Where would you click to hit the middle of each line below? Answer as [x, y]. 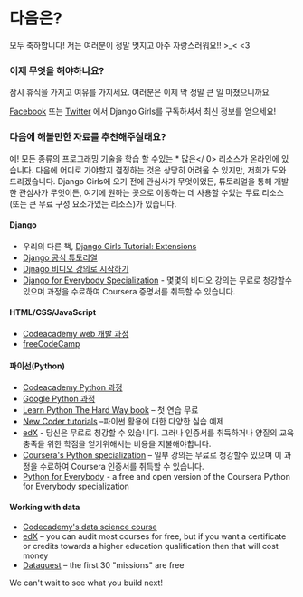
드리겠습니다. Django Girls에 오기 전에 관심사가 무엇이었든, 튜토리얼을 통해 [141, 181]
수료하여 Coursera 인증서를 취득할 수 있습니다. [122, 467]
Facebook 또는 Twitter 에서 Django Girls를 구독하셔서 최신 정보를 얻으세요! [143, 112]
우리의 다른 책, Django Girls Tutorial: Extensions [109, 246]
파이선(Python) [38, 366]
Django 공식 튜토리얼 [60, 257]
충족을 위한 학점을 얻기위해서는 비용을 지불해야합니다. [117, 444]
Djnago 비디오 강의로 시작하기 [76, 268]
